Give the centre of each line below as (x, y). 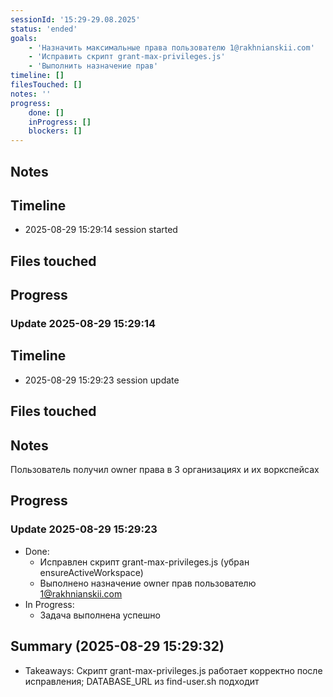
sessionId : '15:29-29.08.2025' (75, 19)
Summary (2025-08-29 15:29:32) (117, 646)
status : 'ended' (44, 29)
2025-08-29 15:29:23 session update (102, 380)
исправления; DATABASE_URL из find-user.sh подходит (142, 681)
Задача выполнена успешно (100, 615)
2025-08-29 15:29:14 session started (101, 230)
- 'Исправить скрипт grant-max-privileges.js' (127, 57)
